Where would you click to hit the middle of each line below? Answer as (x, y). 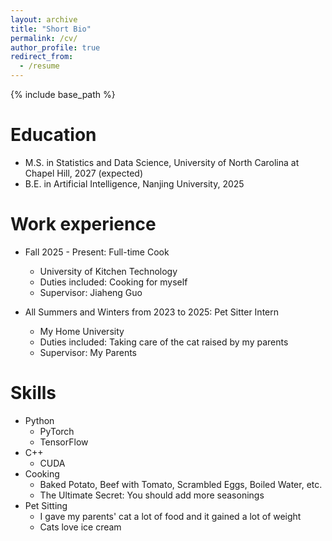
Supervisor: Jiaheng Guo (91, 292)
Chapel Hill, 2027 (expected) (83, 173)
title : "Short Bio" (51, 29)
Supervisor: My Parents (88, 352)
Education (53, 135)
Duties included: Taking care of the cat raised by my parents (164, 342)
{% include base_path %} (63, 94)
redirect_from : (42, 57)
